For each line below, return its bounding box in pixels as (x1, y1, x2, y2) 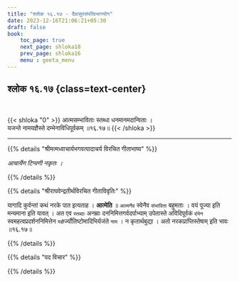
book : (7, 30, 23, 38)
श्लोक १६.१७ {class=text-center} (7, 83, 147, 95)
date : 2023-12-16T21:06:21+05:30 (7, 17, 107, 24)
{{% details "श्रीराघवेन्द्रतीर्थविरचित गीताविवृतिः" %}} (7, 186, 132, 195)
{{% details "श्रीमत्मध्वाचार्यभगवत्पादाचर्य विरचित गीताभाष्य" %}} (7, 144, 158, 153)
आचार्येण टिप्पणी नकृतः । (7, 158, 63, 167)
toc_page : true (20, 37, 65, 44)
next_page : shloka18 (20, 43, 81, 50)
